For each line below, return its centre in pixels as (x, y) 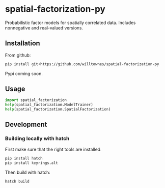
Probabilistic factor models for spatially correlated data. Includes (70, 23)
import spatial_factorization (36, 100)
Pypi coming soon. (24, 73)
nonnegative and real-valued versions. (44, 27)
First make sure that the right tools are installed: (53, 149)
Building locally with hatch (37, 138)
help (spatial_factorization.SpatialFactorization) (58, 109)
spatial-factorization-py (55, 9)
